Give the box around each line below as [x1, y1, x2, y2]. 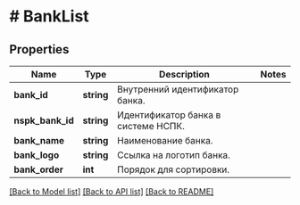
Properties [9, 42, 70, 57]
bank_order [13, 163, 64, 176]
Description [159, 69, 210, 80]
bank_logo [13, 149, 60, 161]
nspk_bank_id [13, 114, 74, 127]
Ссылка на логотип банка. [117, 149, 230, 161]
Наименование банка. [117, 135, 213, 146]
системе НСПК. [117, 120, 186, 132]
